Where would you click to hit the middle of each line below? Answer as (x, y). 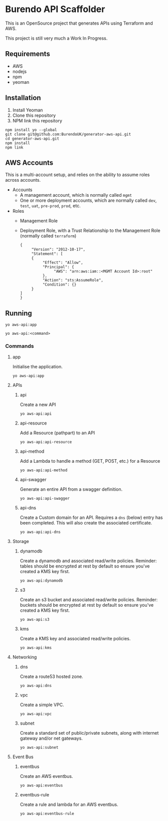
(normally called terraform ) (48, 236)
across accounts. (23, 180)
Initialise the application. (37, 367)
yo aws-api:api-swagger (45, 499)
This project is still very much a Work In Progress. (56, 38)
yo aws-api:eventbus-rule (47, 814)
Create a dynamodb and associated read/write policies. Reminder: (88, 561)
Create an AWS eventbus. (46, 776)
